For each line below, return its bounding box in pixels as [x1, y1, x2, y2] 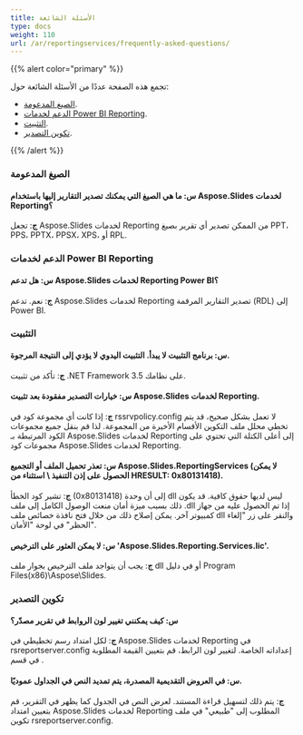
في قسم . [10, 654, 44, 665]
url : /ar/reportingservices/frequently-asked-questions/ [10, 38, 230, 48]
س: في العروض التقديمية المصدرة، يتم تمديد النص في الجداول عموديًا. [10, 675, 243, 686]
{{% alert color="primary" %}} [10, 64, 124, 74]
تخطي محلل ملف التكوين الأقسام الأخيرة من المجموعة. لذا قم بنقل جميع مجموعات [10, 420, 288, 431]
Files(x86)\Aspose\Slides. [10, 570, 107, 581]
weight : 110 [10, 30, 55, 39]
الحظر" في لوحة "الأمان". [10, 519, 96, 531]
